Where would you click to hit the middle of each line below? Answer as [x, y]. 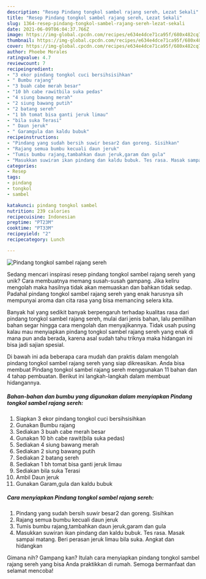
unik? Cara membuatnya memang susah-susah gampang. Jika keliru [93, 281]
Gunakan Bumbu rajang [46, 425]
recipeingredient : [30, 69]
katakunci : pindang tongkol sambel [52, 205]
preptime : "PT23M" [30, 222]
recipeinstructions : [33, 138]
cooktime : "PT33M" [30, 228]
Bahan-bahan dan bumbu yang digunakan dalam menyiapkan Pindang [100, 396]
